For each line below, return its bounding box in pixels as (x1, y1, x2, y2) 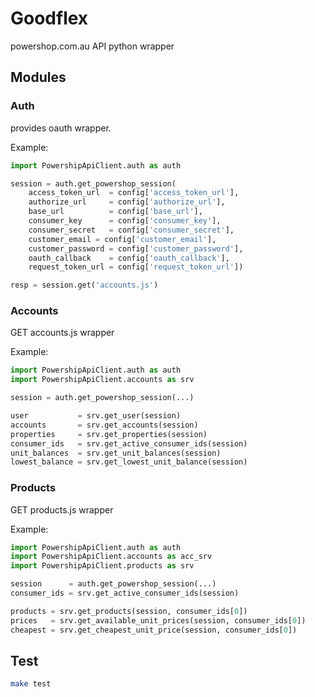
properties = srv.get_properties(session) (10, 429, 208, 439)
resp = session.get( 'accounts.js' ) (10, 280, 159, 291)
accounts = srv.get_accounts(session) (10, 420, 199, 430)
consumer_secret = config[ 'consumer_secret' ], (28, 225, 235, 235)
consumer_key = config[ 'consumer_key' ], (28, 216, 222, 226)
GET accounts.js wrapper (10, 327, 115, 339)
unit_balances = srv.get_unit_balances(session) (10, 448, 222, 458)
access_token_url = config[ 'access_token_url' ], (28, 188, 240, 198)
